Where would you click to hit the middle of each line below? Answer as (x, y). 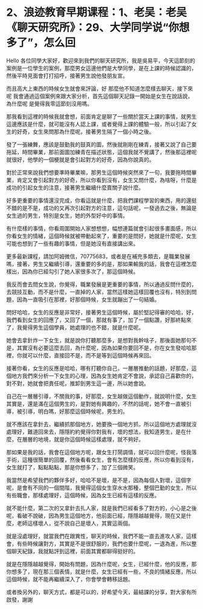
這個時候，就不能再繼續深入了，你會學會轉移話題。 (70, 579)
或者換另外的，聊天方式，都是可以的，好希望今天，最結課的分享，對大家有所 (101, 592)
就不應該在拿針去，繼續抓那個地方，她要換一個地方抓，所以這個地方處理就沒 (101, 424)
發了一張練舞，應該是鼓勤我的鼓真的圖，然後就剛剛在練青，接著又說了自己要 (101, 144)
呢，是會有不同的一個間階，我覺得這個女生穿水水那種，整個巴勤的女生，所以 (101, 487)
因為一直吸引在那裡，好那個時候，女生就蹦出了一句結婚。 (88, 299)
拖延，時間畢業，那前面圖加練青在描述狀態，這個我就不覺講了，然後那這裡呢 (101, 152)
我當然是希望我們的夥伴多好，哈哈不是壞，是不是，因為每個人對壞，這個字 (99, 480)
